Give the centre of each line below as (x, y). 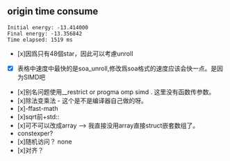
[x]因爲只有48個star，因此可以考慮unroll (75, 53)
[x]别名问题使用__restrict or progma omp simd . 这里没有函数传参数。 (116, 92)
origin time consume (53, 11)
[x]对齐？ (30, 150)
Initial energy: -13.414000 (48, 27)
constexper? (35, 133)
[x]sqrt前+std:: (38, 116)
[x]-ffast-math (38, 108)
